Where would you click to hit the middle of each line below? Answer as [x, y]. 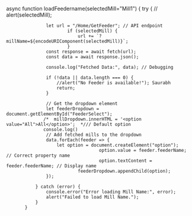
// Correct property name [38, 155]
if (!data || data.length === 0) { [90, 78]
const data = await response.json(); [92, 57]
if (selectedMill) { [92, 31]
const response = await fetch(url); [91, 52]
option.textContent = [125, 161]
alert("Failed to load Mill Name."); [92, 197]
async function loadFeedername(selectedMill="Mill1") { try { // [82, 9]
